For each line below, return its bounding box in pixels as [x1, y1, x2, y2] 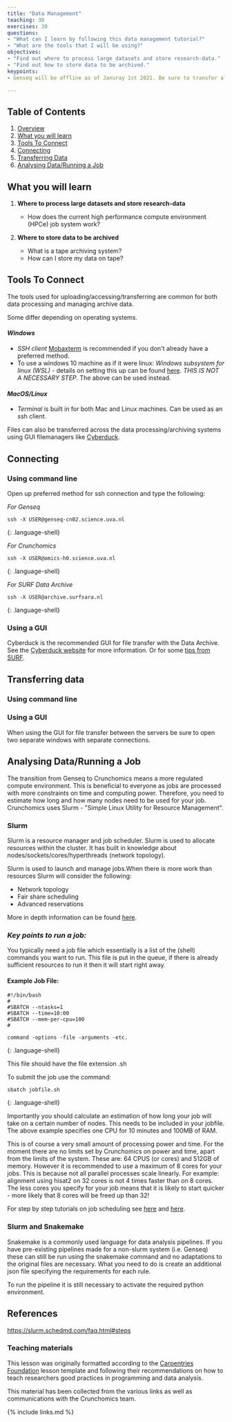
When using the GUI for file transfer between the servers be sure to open [7, 728, 215, 736]
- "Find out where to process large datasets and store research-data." [7, 55, 221, 62]
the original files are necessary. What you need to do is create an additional [7, 1260, 222, 1268]
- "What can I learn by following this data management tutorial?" [7, 36, 206, 43]
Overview [17, 124, 45, 133]
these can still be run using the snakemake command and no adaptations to [7, 1252, 222, 1260]
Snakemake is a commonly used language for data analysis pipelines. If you [7, 1238, 222, 1246]
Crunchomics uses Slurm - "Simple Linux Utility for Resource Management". [7, 803, 224, 811]
